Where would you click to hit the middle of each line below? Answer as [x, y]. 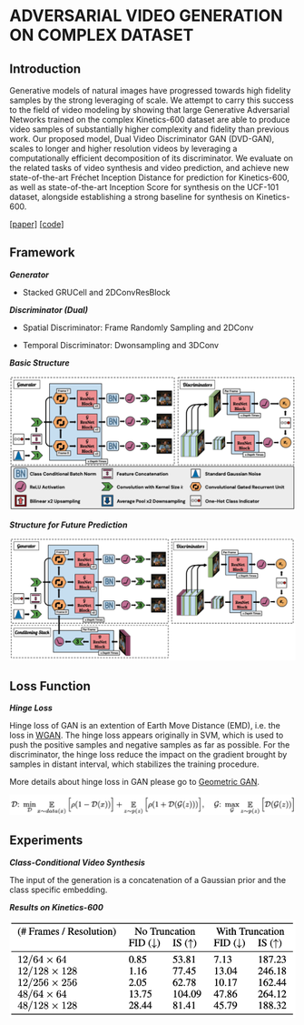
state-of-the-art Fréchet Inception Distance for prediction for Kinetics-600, [150, 177]
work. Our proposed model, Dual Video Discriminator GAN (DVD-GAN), [142, 139]
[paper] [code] [37, 224]
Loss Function [50, 686]
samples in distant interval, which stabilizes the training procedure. [134, 764]
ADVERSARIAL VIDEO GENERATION [146, 16]
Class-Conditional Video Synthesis [77, 862]
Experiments [46, 841]
